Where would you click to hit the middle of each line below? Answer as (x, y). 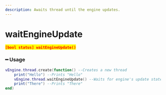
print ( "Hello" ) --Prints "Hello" (48, 75)
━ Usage (15, 60)
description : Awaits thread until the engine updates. (63, 10)
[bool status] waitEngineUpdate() (41, 47)
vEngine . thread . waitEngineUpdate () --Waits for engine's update (82, 79)
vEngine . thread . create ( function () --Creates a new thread (66, 70)
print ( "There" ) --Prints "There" (48, 84)
